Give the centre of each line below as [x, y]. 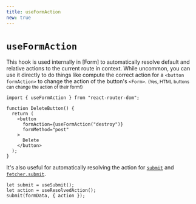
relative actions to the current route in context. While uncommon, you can [98, 69]
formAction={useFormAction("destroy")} [73, 124]
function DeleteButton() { [40, 109]
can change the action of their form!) [45, 87]
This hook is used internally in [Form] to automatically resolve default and [98, 62]
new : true [19, 18]
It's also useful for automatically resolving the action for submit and [90, 168]
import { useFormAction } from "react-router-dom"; [73, 98]
